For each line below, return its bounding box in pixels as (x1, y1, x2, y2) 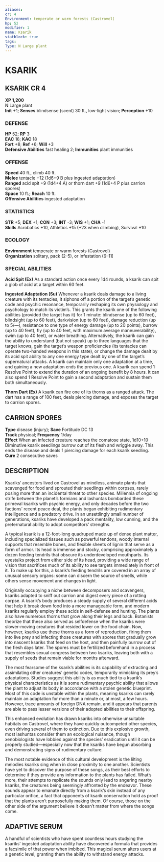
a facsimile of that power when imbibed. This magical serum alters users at (5, 846, 157, 852)
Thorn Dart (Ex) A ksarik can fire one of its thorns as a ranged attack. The (5, 389, 154, 395)
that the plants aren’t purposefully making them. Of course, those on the (5, 798, 151, 804)
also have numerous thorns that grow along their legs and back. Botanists (5, 613, 154, 619)
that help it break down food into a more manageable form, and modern (5, 603, 150, 609)
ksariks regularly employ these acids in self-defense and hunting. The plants (5, 608, 160, 614)
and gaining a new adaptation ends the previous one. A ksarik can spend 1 (5, 364, 155, 370)
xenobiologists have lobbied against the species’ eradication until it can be (5, 736, 156, 742)
